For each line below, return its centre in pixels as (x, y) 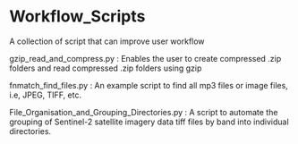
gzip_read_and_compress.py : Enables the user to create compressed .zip (145, 58)
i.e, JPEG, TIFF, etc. (46, 95)
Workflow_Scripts (77, 17)
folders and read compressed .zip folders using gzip (106, 68)
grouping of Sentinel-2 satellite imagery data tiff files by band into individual (149, 122)
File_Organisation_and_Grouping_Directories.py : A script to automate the (144, 112)
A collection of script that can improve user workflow (107, 41)
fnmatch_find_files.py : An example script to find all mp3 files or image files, (149, 85)
